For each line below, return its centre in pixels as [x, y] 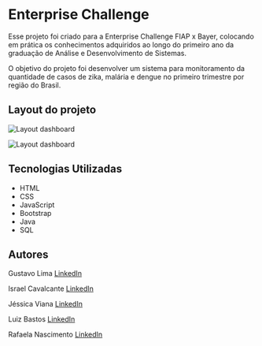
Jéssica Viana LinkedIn [45, 304]
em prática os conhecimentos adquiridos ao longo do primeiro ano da [121, 44]
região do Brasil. [35, 85]
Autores [28, 254]
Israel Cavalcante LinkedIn [51, 288]
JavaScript [37, 205]
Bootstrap [35, 213]
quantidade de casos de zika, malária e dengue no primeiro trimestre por [126, 76]
